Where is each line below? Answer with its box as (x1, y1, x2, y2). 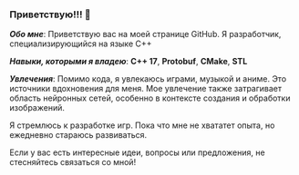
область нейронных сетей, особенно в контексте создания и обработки (9, 92, 291, 103)
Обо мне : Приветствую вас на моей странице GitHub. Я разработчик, (9, 29, 282, 40)
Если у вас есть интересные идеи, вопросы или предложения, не (9, 147, 266, 158)
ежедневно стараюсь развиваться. (9, 130, 148, 141)
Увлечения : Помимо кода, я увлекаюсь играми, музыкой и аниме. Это (9, 73, 287, 84)
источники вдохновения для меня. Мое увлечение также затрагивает (9, 83, 283, 94)
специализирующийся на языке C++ (9, 38, 152, 49)
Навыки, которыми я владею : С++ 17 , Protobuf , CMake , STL (9, 56, 248, 67)
